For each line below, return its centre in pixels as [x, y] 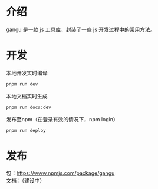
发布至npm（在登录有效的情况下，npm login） [62, 119]
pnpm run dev [22, 84]
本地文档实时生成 [27, 96]
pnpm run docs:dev [29, 107]
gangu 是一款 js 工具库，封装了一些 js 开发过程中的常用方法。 [81, 29]
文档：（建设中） [26, 181]
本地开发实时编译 [27, 73]
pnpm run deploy [26, 130]
